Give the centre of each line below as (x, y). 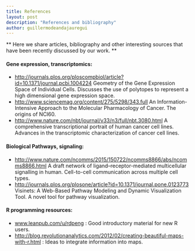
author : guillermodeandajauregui (47, 28)
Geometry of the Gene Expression (134, 83)
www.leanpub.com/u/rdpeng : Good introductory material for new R (96, 223)
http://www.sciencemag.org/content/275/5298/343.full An (85, 102)
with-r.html (28, 242)
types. (22, 178)
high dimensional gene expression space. (65, 96)
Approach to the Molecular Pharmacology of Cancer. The (107, 108)
